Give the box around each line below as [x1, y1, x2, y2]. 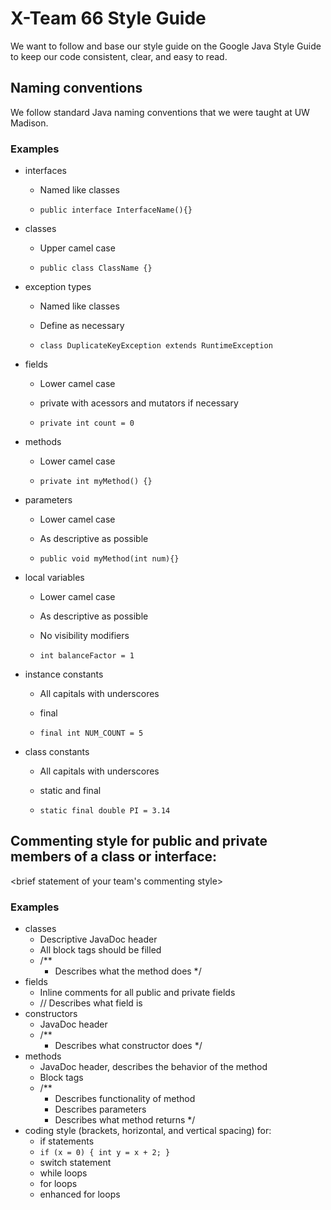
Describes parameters [54, 1103, 147, 1116]
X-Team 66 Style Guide [10, 7, 207, 30]
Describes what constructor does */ [54, 1040, 203, 1052]
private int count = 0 [39, 418, 135, 429]
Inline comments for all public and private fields [39, 987, 236, 999]
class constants [24, 746, 90, 758]
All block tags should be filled [39, 944, 162, 956]
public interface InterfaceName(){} [39, 205, 193, 216]
